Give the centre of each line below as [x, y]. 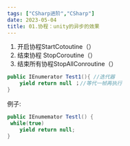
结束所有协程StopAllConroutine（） [67, 64]
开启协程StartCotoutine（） [56, 47]
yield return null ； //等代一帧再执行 [71, 83]
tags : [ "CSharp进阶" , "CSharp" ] [51, 13]
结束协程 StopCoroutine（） [56, 55]
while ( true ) [27, 123]
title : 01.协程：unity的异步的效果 [53, 26]
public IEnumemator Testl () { [51, 117]
